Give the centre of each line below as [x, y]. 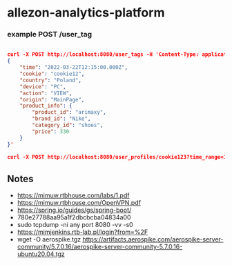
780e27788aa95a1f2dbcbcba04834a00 [74, 217]
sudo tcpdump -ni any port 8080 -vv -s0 [75, 225]
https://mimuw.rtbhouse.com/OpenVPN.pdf [79, 203]
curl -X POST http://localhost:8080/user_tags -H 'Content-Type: [103, 55]
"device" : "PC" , [43, 87]
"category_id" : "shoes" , [68, 126]
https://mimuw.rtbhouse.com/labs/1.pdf [73, 195]
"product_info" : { [46, 106]
